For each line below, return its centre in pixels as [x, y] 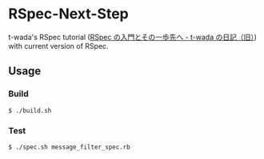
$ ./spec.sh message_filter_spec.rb [69, 147]
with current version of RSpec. [59, 46]
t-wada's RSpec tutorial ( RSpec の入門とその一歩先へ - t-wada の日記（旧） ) [133, 37]
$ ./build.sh [30, 110]
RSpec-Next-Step [69, 14]
